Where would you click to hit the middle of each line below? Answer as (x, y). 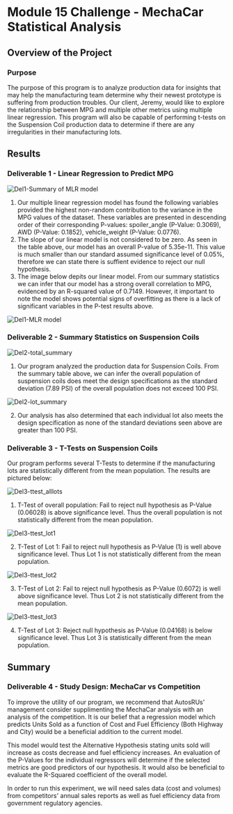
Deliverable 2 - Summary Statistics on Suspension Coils (103, 337)
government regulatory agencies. (55, 803)
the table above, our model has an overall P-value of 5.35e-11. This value (121, 246)
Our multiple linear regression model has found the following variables (118, 202)
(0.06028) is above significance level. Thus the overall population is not (120, 512)
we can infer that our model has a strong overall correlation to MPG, (114, 283)
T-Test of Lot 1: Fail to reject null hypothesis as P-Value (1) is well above (119, 547)
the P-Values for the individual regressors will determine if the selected (109, 760)
